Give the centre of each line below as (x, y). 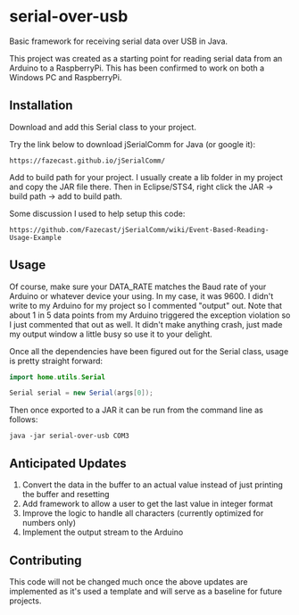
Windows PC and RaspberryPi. (66, 77)
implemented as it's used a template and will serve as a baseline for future (146, 591)
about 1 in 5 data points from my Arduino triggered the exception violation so (150, 315)
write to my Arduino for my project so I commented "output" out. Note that (146, 305)
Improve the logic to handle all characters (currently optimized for (143, 513)
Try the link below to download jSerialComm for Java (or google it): (133, 144)
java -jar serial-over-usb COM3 (69, 436)
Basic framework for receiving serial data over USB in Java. (119, 41)
